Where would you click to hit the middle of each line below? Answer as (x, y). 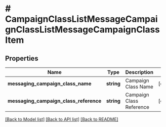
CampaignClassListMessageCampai (82, 19)
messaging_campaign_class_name (49, 84)
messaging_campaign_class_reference (55, 101)
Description (139, 72)
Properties (22, 58)
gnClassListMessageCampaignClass (83, 30)
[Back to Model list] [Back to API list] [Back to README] (62, 119)
